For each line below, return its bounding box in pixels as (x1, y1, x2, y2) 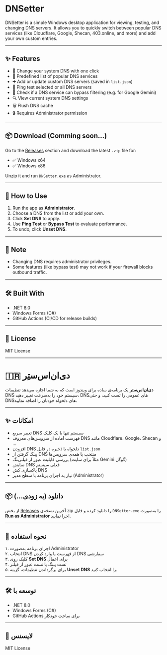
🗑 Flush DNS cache (12, 102, 53, 108)
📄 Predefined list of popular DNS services (12, 73, 98, 79)
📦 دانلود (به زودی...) (5, 492, 64, 500)
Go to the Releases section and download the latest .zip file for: (5, 147, 137, 153)
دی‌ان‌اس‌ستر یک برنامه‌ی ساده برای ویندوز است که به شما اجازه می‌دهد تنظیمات (5, 386, 154, 392)
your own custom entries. (5, 35, 58, 41)
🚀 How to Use (5, 192, 47, 200)
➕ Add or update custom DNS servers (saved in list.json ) (12, 78, 133, 84)
